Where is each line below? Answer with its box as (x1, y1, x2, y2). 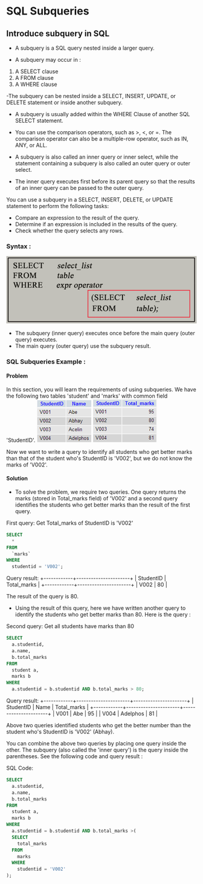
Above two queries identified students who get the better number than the (6, 722, 192, 729)
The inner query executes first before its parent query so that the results (14, 178, 195, 185)
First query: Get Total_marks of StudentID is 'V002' (6, 519, 134, 526)
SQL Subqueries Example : (6, 357, 86, 365)
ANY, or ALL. (14, 142, 48, 149)
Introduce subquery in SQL (6, 28, 110, 39)
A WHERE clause (14, 80, 57, 88)
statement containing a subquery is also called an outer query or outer (14, 160, 191, 167)
